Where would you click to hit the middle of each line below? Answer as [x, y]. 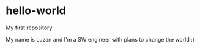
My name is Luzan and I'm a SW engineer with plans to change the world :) [100, 39]
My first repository [29, 28]
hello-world [36, 11]
